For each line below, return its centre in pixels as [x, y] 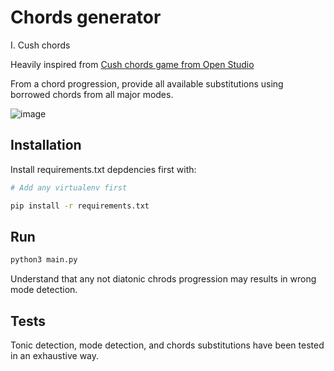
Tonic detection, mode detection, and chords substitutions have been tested [167, 345]
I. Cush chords [40, 45]
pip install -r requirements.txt [80, 206]
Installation [46, 145]
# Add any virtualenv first [69, 187]
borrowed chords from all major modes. [92, 94]
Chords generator [86, 17]
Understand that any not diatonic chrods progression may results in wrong [163, 279]
